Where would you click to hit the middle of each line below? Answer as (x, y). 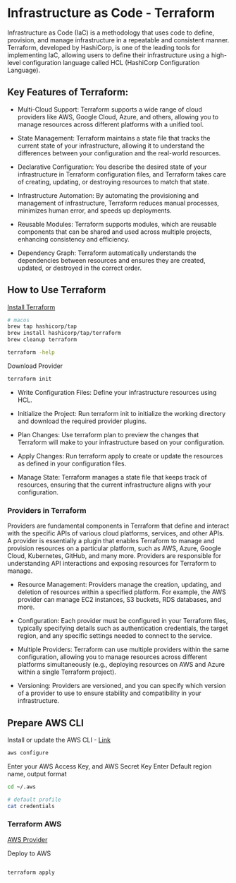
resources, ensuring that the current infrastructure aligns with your (114, 485)
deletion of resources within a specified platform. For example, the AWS (122, 592)
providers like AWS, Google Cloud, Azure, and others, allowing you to (118, 117)
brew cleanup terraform (42, 340)
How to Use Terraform (57, 290)
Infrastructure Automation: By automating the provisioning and (108, 195)
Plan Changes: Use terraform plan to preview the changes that (108, 434)
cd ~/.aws (22, 787)
